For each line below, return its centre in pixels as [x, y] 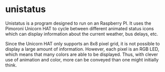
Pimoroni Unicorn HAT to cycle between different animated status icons [79, 28]
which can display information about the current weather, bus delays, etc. [82, 34]
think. [11, 65]
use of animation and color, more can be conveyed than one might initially [82, 59]
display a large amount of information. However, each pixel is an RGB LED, [82, 49]
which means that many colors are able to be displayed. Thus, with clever [81, 54]
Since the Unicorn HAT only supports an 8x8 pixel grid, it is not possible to [82, 43]
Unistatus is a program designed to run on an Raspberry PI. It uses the [78, 23]
